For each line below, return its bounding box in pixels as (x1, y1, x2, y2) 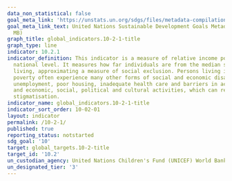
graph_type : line (7, 42, 57, 49)
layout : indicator (7, 112, 60, 119)
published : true (7, 125, 54, 132)
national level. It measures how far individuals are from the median (13, 61, 221, 68)
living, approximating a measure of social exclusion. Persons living (13, 67, 221, 74)
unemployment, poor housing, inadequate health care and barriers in (13, 81, 217, 87)
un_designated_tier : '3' (7, 163, 79, 171)
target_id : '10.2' (7, 151, 60, 158)
